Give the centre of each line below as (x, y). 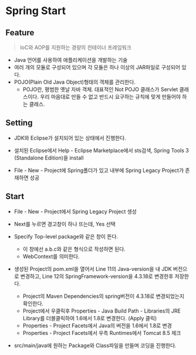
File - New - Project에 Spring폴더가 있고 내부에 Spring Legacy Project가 (99, 170)
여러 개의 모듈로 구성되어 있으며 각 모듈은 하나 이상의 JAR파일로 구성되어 (97, 67)
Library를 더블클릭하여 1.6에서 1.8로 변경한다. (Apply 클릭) (90, 318)
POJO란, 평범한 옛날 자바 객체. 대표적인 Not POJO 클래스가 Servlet (100, 89)
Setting (19, 123)
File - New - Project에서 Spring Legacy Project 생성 (75, 211)
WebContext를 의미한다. (51, 256)
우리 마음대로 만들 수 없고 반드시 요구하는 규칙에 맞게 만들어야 (111, 97)
